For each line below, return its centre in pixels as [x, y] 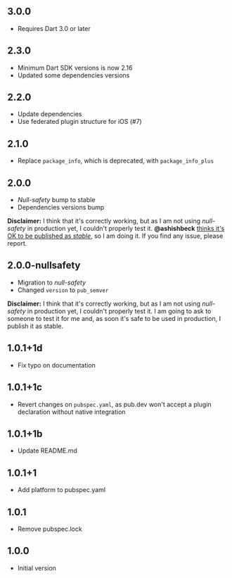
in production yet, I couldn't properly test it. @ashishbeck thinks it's [126, 229]
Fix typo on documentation [57, 365]
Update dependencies [50, 114]
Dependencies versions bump [61, 208]
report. [17, 244]
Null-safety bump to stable [56, 200]
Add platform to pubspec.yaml [62, 490]
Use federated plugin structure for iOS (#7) [79, 122]
